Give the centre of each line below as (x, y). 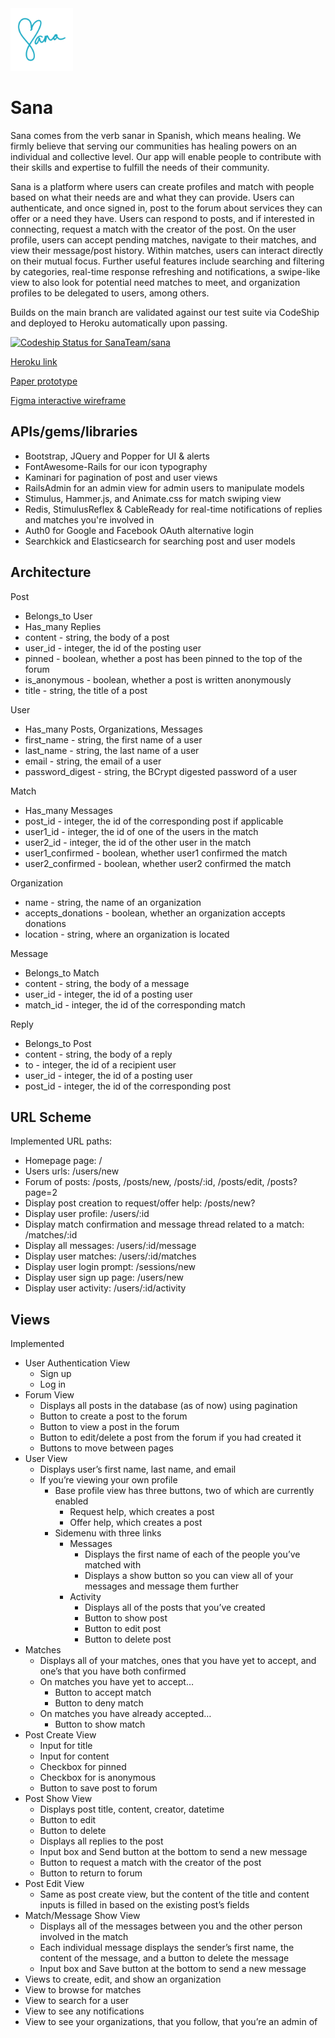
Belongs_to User (58, 616)
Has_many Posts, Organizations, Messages (113, 729)
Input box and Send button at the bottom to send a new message (173, 1852)
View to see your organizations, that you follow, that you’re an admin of (171, 2022)
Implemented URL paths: (61, 1141)
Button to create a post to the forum (113, 1416)
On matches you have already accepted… (125, 1714)
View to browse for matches (83, 1990)
